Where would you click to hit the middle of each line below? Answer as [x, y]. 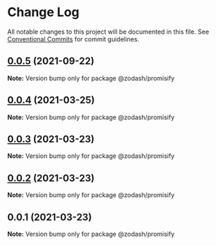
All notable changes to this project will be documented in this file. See [108, 32]
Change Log [43, 12]
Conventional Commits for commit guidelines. [73, 39]
